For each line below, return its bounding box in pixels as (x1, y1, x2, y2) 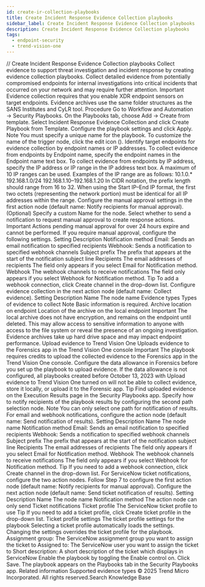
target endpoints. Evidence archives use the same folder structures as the (6, 99, 192, 106)
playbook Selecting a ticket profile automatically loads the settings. (6, 522, 175, 529)
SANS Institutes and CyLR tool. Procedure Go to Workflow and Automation (6, 105, 193, 113)
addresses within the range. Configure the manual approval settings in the (6, 196, 193, 204)
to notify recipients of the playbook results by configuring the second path (6, 398, 193, 405)
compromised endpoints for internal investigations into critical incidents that (6, 79, 198, 86)
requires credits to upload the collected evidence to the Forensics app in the (6, 353, 198, 360)
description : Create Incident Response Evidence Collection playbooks (6, 26, 190, 32)
